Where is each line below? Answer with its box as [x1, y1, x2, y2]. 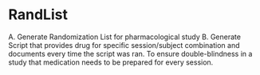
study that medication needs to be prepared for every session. [8, 57, 214, 67]
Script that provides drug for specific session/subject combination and [8, 40, 240, 49]
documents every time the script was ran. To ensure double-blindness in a [8, 49, 253, 58]
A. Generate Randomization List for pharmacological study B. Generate [8, 32, 242, 41]
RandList [8, 6, 68, 24]
